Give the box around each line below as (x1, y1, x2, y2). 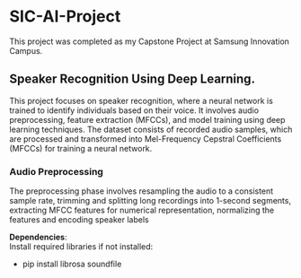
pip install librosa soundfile (22, 258, 122, 270)
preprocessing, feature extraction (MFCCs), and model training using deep (9, 114, 286, 125)
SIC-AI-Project (9, 6, 121, 27)
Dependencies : (9, 231, 67, 243)
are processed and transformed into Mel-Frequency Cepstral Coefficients (9, 133, 282, 144)
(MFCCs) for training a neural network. (9, 143, 153, 153)
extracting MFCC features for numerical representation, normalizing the (9, 204, 275, 216)
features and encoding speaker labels (9, 214, 150, 225)
